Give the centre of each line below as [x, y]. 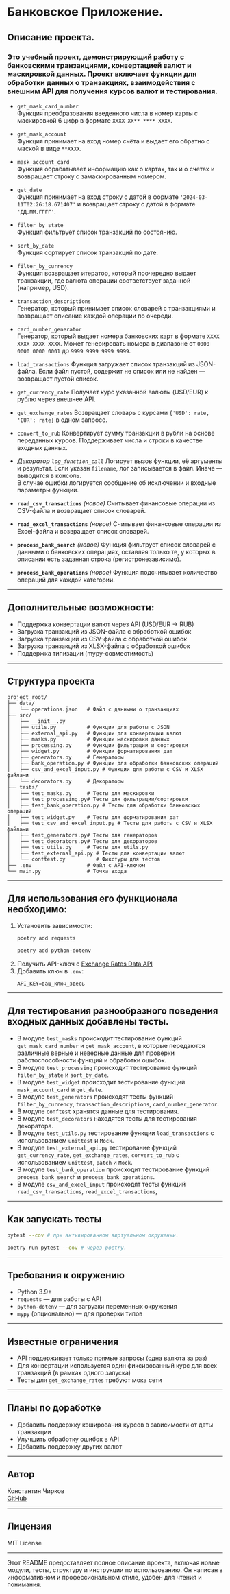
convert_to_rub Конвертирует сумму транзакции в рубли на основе [116, 433]
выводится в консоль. [49, 475]
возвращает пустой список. [57, 379]
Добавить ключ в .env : [50, 971]
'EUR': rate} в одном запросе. [62, 420]
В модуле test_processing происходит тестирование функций [107, 1067]
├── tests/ [23, 787]
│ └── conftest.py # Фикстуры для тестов [84, 859]
